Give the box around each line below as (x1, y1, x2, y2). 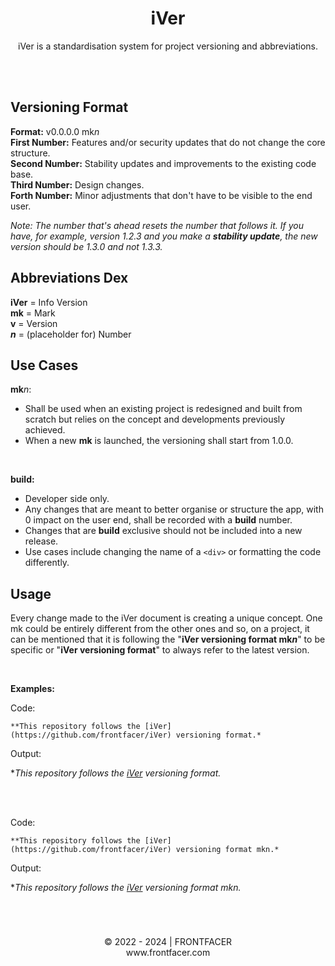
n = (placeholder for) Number (10, 328, 132, 340)
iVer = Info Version (10, 296, 88, 308)
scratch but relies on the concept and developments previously (24, 413, 286, 426)
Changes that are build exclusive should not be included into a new (24, 525, 303, 537)
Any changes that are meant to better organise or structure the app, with (24, 503, 324, 516)
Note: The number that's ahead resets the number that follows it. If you (10, 219, 305, 231)
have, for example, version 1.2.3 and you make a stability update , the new (10, 230, 318, 242)
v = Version (10, 317, 58, 329)
